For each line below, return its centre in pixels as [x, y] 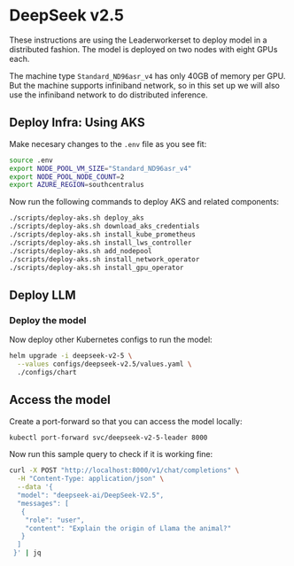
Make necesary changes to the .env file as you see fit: [108, 143]
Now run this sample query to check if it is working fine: [111, 454]
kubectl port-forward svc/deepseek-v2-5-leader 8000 [108, 438]
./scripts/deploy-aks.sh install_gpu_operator [97, 267]
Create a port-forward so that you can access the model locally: [126, 421]
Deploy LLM [43, 295]
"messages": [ [43, 503]
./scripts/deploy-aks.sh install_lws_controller [101, 243]
